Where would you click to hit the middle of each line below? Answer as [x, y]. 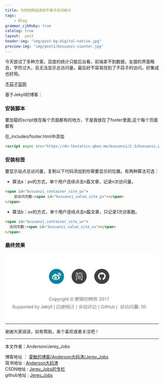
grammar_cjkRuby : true [28, 26]
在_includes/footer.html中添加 [35, 136]
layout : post [20, 36]
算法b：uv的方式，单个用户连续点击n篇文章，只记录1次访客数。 [76, 212]
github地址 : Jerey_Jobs [29, 375]
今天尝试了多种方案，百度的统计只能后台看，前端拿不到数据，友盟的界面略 [80, 62]
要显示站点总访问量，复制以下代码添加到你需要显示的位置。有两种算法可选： [82, 171]
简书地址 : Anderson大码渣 [32, 363]
